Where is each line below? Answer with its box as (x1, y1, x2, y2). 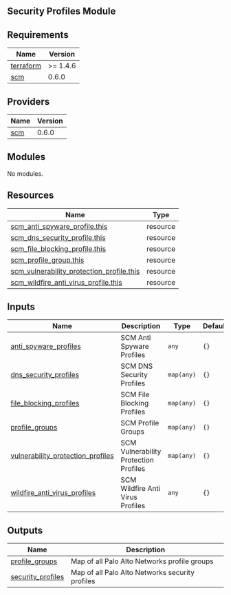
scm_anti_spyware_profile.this (10, 221, 108, 231)
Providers (7, 96, 50, 108)
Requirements (7, 29, 69, 41)
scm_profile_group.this (10, 255, 85, 265)
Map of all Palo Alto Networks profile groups (71, 556, 214, 566)
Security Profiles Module (7, 6, 116, 17)
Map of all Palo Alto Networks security (71, 568, 195, 578)
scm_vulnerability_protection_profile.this (10, 266, 140, 276)
